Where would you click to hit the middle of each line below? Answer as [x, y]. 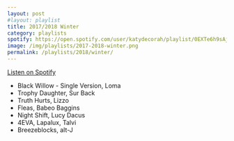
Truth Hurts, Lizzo [43, 100]
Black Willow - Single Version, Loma [69, 85]
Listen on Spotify [32, 72]
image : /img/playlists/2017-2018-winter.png [73, 46]
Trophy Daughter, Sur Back [56, 93]
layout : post [26, 14]
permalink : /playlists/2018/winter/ [60, 53]
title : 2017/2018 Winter [43, 26]
